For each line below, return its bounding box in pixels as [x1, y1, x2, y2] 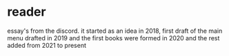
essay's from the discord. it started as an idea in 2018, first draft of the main [7, 27, 223, 35]
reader [7, 4, 46, 20]
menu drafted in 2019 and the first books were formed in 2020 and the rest [7, 33, 220, 42]
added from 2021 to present [7, 41, 86, 49]
